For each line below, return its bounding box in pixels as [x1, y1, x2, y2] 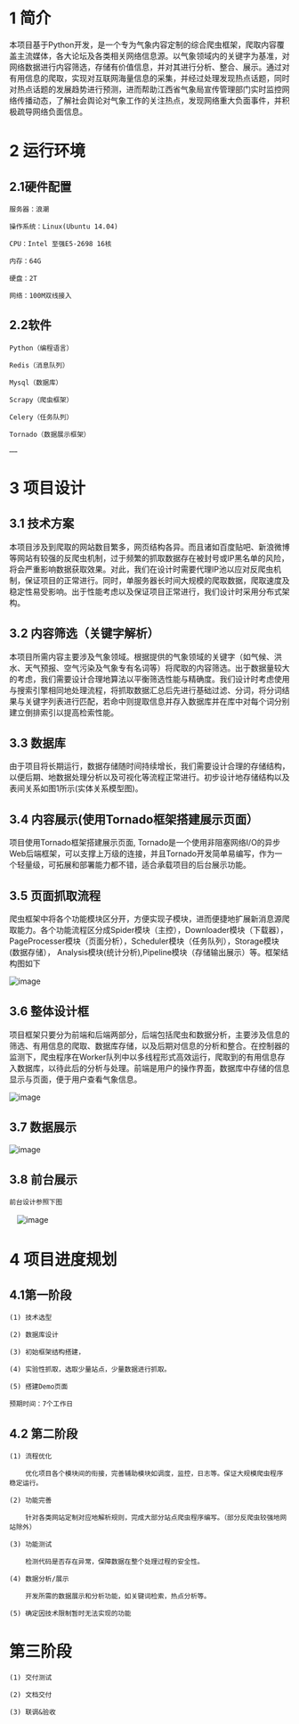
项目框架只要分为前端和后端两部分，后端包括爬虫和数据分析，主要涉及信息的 [9, 1029, 290, 1040]
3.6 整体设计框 [9, 1004, 90, 1019]
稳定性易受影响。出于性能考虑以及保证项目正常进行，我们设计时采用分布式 [9, 586, 282, 597]
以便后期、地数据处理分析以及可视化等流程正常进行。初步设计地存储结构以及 [9, 772, 290, 783]
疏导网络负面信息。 [16, 106, 87, 117]
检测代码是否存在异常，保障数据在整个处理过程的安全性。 [25, 1557, 205, 1566]
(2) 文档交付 [9, 1691, 53, 1700]
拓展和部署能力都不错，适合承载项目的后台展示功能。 [55, 860, 251, 870]
